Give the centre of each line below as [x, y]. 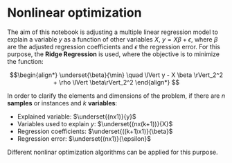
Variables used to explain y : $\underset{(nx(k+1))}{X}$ [95, 123]
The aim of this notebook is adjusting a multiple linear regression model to [113, 32]
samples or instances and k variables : [62, 103]
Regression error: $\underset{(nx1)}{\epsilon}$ [84, 138]
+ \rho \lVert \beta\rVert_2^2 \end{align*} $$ [116, 82]
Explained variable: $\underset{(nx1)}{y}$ [77, 117]
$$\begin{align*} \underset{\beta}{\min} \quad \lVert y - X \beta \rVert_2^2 [116, 75]
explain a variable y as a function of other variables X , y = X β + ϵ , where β [113, 39]
